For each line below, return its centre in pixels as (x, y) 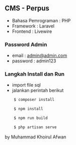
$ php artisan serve (35, 127)
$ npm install (28, 109)
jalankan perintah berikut (38, 90)
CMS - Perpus (27, 8)
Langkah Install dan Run (35, 74)
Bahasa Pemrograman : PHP (41, 20)
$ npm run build (31, 118)
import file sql (26, 85)
